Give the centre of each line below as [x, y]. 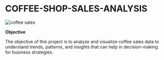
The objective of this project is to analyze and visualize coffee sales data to [82, 41]
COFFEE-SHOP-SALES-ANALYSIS [76, 9]
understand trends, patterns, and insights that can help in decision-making [82, 47]
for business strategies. [29, 52]
